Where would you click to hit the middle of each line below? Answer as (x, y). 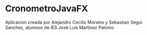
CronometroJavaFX (47, 9)
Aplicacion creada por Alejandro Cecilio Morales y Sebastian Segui (74, 22)
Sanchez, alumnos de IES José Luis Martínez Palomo (60, 27)
